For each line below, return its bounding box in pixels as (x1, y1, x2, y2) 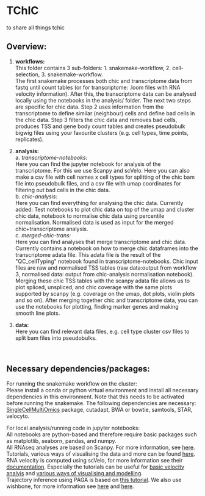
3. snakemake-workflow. (41, 71, 103, 78)
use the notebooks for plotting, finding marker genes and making (15, 303, 179, 310)
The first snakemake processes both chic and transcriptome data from (15, 77, 193, 84)
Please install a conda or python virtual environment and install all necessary (6, 386, 199, 394)
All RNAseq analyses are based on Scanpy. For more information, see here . (6, 444, 195, 451)
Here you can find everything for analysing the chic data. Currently (15, 199, 184, 206)
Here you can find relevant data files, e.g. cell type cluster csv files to (15, 328, 190, 335)
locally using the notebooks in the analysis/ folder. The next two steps (15, 96, 191, 104)
